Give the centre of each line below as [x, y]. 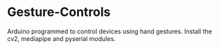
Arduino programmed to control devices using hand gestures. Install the [110, 31]
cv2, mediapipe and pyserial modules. [61, 38]
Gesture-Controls [59, 12]
